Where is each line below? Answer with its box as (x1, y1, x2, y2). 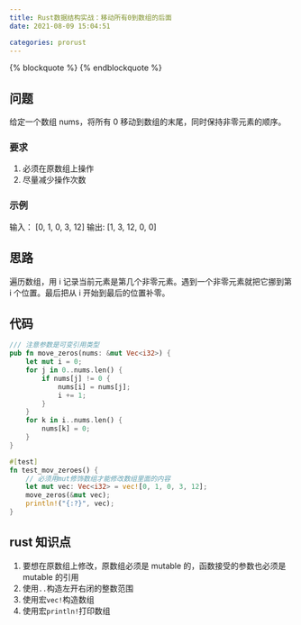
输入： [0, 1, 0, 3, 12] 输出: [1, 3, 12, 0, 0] (9, 222, 157, 232)
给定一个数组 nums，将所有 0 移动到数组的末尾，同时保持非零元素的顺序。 (9, 116, 287, 127)
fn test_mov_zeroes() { (9, 466, 99, 475)
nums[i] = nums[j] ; (57, 382, 131, 392)
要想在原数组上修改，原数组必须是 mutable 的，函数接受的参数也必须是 (22, 560, 287, 571)
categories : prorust (9, 38, 87, 47)
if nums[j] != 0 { (41, 374, 111, 383)
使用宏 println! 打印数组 (22, 605, 111, 616)
